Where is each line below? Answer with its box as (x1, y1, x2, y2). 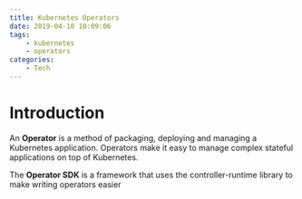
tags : (9, 30, 30, 39)
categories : (9, 55, 54, 64)
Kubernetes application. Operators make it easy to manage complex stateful (9, 142, 294, 153)
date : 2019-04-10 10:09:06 (9, 22, 112, 31)
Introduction (9, 103, 105, 123)
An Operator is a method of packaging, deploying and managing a (9, 132, 258, 143)
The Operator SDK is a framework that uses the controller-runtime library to (9, 169, 293, 180)
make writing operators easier (9, 178, 122, 190)
